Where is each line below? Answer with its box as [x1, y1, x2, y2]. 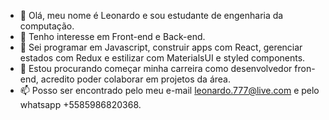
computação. [19, 20, 75, 32]
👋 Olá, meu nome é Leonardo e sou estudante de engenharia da [19, 10, 284, 21]
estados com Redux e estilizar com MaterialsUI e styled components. [19, 52, 306, 64]
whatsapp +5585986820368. [19, 99, 142, 110]
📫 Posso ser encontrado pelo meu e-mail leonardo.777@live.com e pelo [19, 85, 320, 96]
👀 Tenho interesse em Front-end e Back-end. [19, 31, 206, 42]
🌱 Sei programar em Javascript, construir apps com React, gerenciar [19, 41, 303, 53]
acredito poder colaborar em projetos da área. [40, 73, 231, 85]
